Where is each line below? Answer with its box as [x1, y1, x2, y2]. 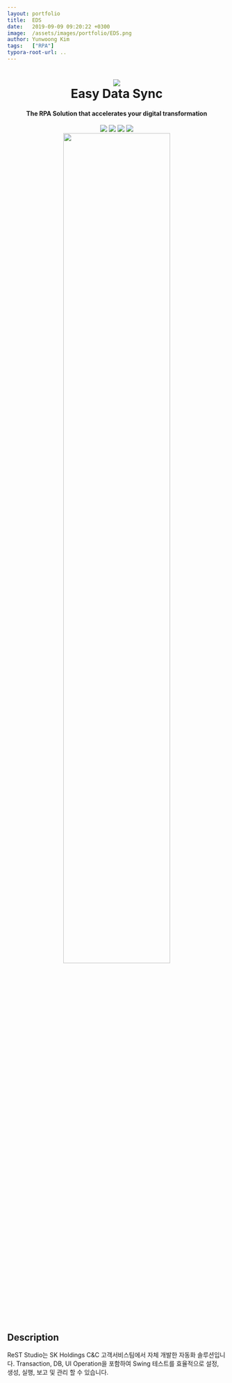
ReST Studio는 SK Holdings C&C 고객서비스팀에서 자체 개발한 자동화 [7, 1351, 196, 1359]
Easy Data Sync [70, 86, 163, 101]
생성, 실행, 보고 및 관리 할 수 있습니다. [7, 1368, 109, 1377]
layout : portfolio [7, 10, 60, 17]
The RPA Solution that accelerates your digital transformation [26, 109, 208, 117]
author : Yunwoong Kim [7, 36, 70, 43]
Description [7, 1332, 59, 1343]
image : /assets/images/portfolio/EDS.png [7, 29, 132, 37]
